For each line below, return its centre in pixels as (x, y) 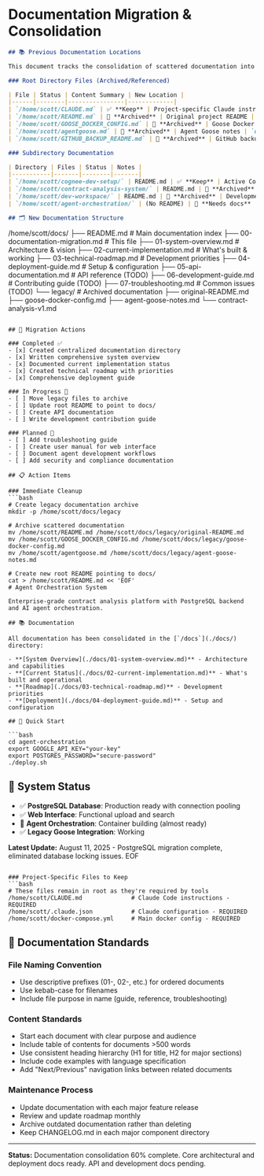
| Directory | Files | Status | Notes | (75, 167)
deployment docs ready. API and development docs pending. (107, 1163)
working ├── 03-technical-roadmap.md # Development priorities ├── (123, 258)
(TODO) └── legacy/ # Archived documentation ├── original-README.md (129, 291)
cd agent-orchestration (47, 741)
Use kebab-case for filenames (68, 990)
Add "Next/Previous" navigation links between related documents (126, 1070)
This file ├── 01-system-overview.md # (175, 241)
